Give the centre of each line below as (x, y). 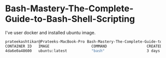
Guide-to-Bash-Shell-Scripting (70, 19)
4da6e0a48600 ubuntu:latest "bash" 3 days (83, 51)
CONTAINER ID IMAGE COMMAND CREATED (84, 46)
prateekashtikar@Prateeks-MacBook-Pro (45, 42)
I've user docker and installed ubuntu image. (50, 32)
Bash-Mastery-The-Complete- (69, 9)
